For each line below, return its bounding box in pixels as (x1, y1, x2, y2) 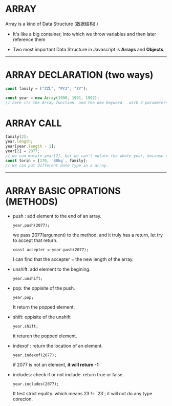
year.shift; (12, 323, 38, 329)
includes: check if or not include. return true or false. (12, 371, 124, 377)
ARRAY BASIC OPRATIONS (5, 185, 121, 196)
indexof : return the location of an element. (12, 342, 103, 349)
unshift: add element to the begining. (12, 266, 91, 272)
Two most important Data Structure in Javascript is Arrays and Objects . (12, 46, 165, 52)
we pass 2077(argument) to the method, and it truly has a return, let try (12, 232, 163, 238)
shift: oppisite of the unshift (12, 314, 71, 320)
